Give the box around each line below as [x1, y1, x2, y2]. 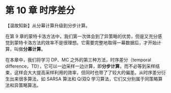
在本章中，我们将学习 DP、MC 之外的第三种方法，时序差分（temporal [5, 56, 152, 63]
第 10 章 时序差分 [5, 5, 75, 16]
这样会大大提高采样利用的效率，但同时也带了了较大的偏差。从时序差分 [14, 69, 161, 75]
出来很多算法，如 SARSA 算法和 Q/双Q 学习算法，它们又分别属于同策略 [9, 76, 158, 82]
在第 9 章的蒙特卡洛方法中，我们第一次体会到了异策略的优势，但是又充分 [5, 33, 158, 39]
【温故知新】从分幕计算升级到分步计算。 [5, 22, 90, 28]
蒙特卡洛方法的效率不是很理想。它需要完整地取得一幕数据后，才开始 [14, 39, 157, 46]
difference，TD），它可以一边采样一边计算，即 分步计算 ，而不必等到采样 [5, 63, 156, 69]
